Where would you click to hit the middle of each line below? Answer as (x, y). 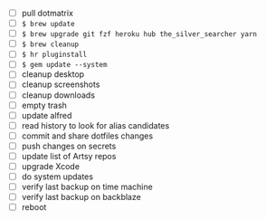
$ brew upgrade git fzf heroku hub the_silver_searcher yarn (139, 34)
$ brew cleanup (50, 44)
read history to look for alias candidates (95, 125)
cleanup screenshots (61, 84)
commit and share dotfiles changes (87, 136)
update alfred (47, 115)
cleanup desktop (53, 74)
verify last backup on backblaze (81, 197)
